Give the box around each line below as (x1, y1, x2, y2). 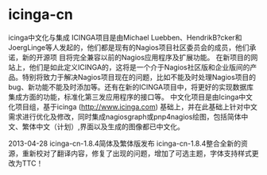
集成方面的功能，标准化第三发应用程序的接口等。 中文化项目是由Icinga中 (8, 92, 246, 101)
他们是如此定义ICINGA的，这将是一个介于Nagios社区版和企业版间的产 (29, 62, 257, 72)
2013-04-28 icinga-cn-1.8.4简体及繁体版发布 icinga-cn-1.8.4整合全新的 (8, 139, 242, 148)
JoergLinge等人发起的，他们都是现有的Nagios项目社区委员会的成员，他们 (8, 42, 250, 52)
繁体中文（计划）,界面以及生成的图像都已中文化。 (21, 121, 185, 131)
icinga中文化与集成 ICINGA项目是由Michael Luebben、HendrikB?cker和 (8, 32, 242, 42)
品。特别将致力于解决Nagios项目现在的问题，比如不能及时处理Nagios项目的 (8, 72, 257, 82)
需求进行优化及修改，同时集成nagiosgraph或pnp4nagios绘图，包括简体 (8, 112, 242, 121)
